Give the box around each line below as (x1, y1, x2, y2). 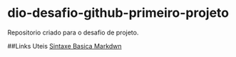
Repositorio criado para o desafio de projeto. (7, 28, 139, 37)
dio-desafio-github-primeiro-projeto (7, 5, 230, 21)
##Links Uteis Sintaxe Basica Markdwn (7, 42, 123, 50)
